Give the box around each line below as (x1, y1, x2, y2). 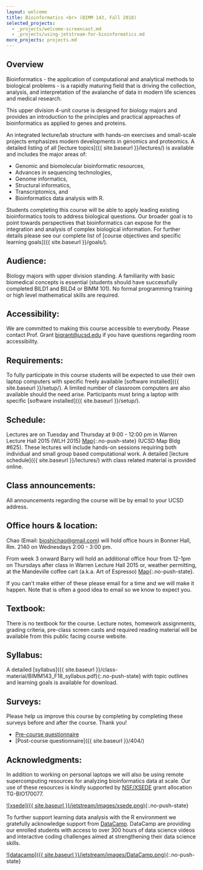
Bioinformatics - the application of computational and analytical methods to (6, 75, 195, 82)
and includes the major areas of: (6, 150, 87, 158)
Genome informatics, (15, 175, 68, 182)
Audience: (6, 256, 47, 267)
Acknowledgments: (6, 755, 82, 765)
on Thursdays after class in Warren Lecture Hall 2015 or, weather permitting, (6, 561, 197, 568)
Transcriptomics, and (15, 188, 68, 195)
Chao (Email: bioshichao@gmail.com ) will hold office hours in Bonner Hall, (6, 537, 191, 544)
